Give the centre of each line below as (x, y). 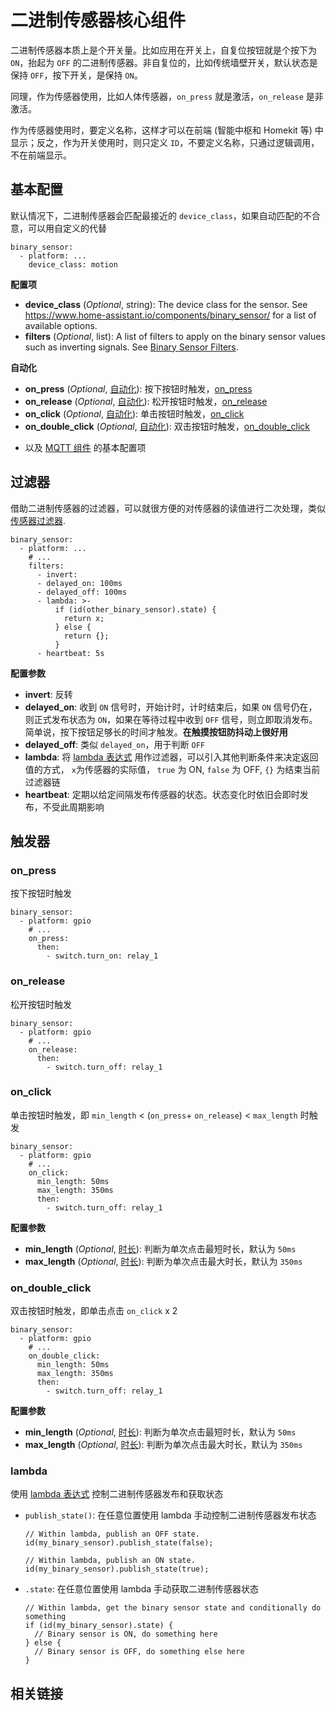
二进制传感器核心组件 (98, 20)
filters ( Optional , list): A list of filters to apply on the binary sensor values (175, 336)
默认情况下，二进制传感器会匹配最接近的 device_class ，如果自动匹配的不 (161, 215)
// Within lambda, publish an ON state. (110, 1561)
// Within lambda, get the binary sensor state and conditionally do (173, 1608)
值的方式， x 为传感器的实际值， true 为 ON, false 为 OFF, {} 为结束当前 (172, 769)
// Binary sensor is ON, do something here (126, 1634)
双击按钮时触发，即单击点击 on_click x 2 (94, 1311)
